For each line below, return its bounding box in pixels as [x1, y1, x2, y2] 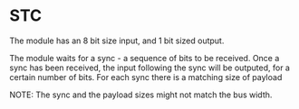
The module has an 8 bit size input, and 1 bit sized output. [9, 35, 225, 46]
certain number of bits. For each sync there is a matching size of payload [9, 71, 283, 82]
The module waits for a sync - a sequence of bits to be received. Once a [9, 52, 280, 63]
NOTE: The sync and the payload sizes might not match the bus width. [9, 89, 273, 100]
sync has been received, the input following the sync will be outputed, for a [9, 62, 290, 73]
